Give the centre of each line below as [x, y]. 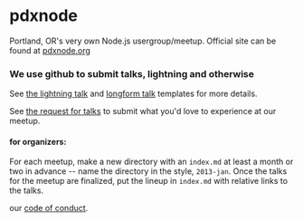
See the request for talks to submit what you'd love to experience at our [143, 111]
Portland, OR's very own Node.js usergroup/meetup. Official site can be [143, 41]
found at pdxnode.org [50, 50]
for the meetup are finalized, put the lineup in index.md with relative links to [148, 181]
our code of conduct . [49, 208]
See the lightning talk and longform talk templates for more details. [133, 94]
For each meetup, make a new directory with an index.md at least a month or [151, 162]
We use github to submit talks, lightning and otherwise [132, 73]
